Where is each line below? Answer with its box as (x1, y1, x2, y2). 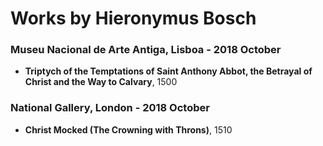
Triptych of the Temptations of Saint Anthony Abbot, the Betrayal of (24, 65, 313, 77)
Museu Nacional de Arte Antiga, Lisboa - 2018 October (10, 43, 282, 57)
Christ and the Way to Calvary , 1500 (24, 76, 178, 88)
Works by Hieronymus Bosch (10, 7, 257, 30)
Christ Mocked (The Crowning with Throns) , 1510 (24, 123, 233, 136)
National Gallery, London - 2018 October (10, 101, 210, 115)
